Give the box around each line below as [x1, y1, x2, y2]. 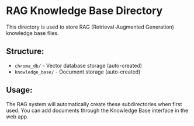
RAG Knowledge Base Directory [6, 4, 163, 17]
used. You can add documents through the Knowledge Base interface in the [6, 107, 189, 114]
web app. [6, 113, 29, 120]
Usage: [6, 85, 33, 95]
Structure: [6, 47, 44, 57]
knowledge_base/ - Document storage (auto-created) [14, 68, 141, 75]
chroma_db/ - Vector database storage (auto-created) [14, 62, 142, 69]
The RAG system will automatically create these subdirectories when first [6, 100, 182, 107]
